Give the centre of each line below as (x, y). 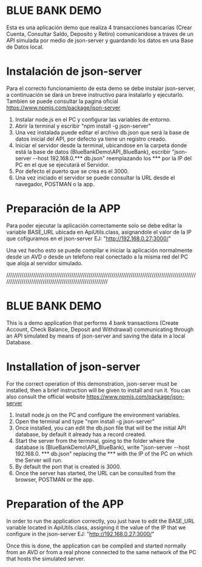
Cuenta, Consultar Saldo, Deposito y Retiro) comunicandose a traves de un (100, 33)
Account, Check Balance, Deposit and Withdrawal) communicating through (100, 329)
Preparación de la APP (63, 209)
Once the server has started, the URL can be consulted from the (95, 473)
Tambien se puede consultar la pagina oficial (62, 101)
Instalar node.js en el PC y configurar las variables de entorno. (93, 119)
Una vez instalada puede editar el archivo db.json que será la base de (102, 132)
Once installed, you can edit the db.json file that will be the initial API (100, 428)
